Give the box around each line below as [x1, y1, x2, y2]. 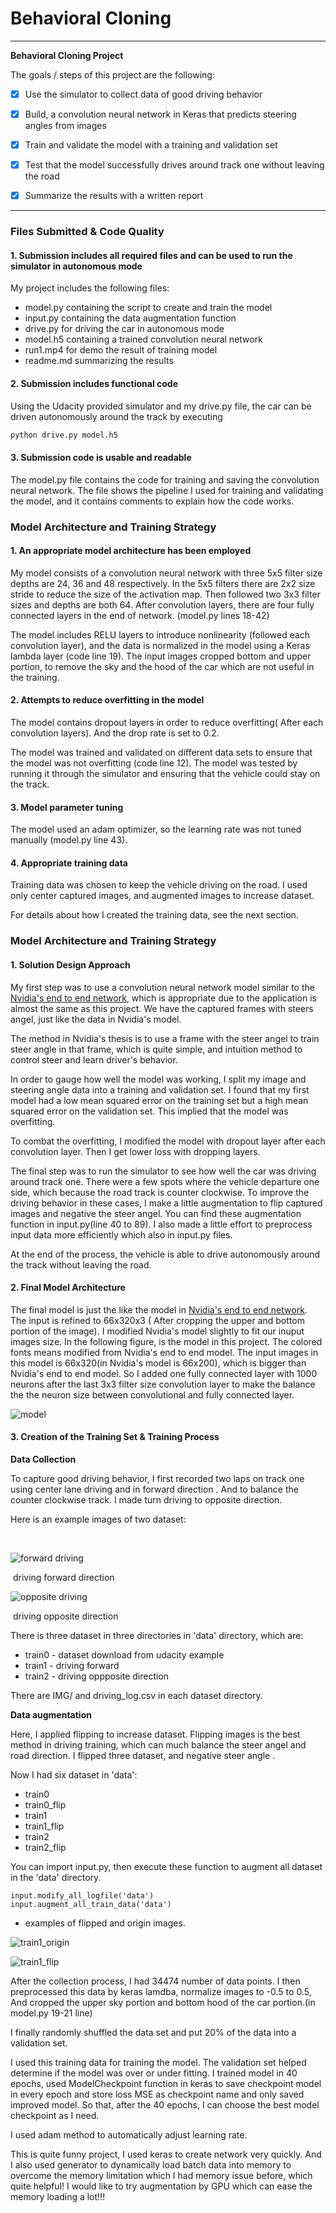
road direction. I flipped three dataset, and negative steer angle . [10, 1749, 276, 1761]
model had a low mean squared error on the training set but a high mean [10, 1094, 309, 1106]
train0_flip [24, 1798, 67, 1811]
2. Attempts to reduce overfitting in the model [10, 694, 205, 706]
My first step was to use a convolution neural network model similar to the [10, 981, 315, 993]
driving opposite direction [12, 1610, 119, 1622]
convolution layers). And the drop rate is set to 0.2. [10, 727, 220, 739]
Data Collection [10, 1453, 77, 1465]
